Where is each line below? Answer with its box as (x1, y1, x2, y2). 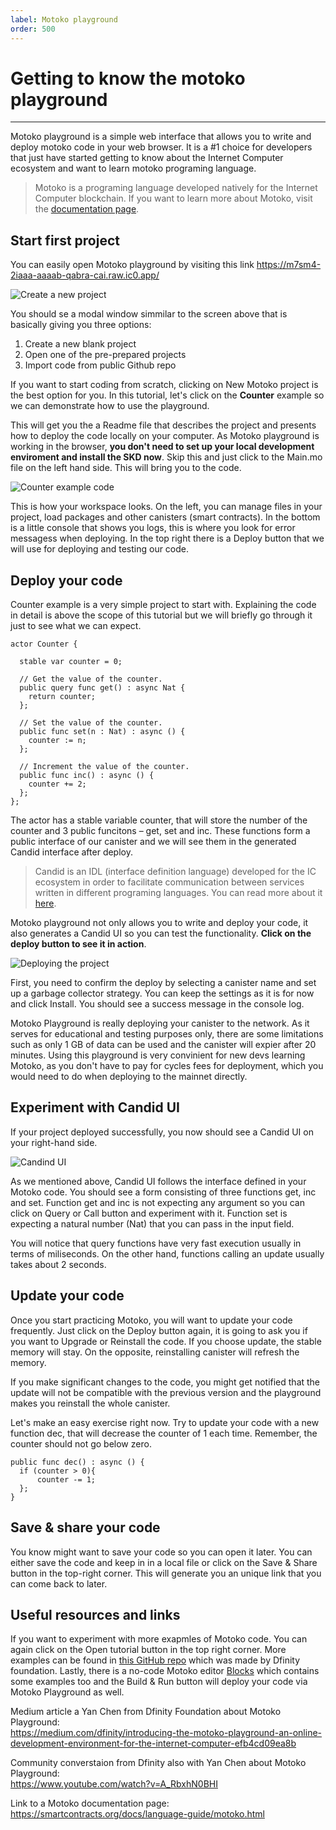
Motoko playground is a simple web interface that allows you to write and (10, 131, 312, 143)
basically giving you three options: (10, 319, 152, 331)
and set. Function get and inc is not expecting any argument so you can (10, 1196, 305, 1208)
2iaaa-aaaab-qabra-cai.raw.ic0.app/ (10, 269, 160, 281)
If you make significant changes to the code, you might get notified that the (10, 1376, 321, 1388)
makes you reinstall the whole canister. (10, 1397, 171, 1409)
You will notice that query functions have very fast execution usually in (10, 1237, 302, 1249)
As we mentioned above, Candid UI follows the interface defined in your (10, 1175, 307, 1187)
